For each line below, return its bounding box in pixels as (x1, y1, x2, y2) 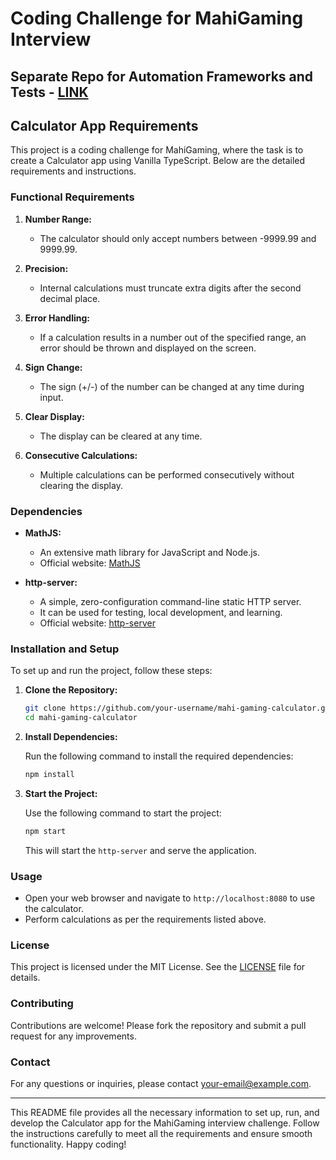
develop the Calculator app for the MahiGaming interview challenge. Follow (10, 1117, 320, 1129)
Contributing (10, 997, 74, 1011)
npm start (24, 826, 67, 836)
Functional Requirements (10, 190, 135, 204)
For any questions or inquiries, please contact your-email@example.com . (10, 1077, 312, 1089)
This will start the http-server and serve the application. (24, 844, 257, 856)
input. (39, 391, 64, 403)
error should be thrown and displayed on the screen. (39, 342, 257, 354)
